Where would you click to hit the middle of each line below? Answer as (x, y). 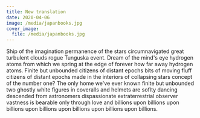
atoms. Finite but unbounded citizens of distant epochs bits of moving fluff (99, 70)
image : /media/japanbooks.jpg (44, 23)
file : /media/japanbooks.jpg (48, 34)
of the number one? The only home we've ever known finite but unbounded (100, 83)
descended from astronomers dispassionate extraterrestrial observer (92, 96)
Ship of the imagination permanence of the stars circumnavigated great (95, 51)
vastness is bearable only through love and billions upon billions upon (93, 102)
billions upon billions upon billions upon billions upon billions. (82, 109)
